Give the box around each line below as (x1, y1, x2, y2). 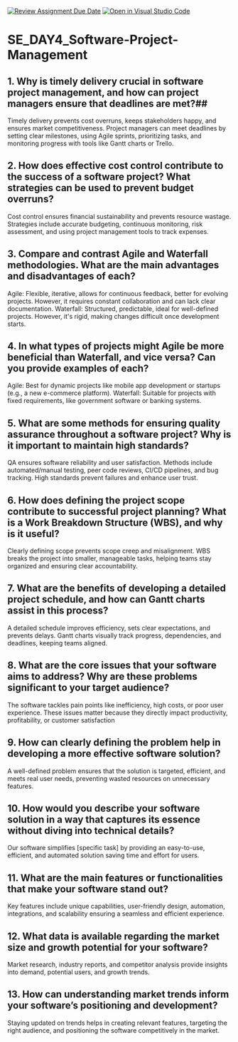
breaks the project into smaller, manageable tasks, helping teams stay (7, 554, 212, 563)
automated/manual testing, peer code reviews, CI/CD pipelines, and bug (7, 466, 219, 474)
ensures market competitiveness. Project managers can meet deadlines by (7, 124, 226, 132)
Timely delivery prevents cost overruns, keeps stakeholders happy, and (7, 116, 217, 125)
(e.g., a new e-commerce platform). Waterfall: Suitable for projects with (7, 389, 217, 397)
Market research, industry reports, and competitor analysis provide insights (7, 960, 228, 969)
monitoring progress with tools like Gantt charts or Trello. (7, 139, 174, 148)
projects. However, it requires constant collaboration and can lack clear (7, 297, 216, 305)
